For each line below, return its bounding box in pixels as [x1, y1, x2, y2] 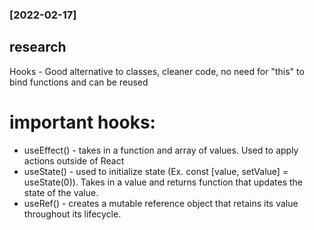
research [9, 39, 67, 56]
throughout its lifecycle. [23, 208, 122, 220]
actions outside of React [23, 154, 125, 167]
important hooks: [9, 111, 156, 133]
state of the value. [23, 186, 99, 198]
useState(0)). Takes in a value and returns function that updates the [23, 176, 303, 188]
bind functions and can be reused [9, 76, 149, 88]
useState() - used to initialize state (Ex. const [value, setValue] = [23, 165, 289, 177]
